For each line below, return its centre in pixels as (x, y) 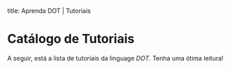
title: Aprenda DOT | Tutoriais (49, 11)
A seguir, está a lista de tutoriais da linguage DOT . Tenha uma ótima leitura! (115, 58)
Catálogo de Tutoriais (71, 39)
